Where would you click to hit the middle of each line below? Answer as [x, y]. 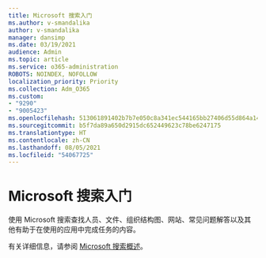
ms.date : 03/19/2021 [42, 45]
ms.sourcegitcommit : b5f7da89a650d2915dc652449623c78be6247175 [115, 125]
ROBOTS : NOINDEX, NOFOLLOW [53, 74]
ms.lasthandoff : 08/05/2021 [55, 148]
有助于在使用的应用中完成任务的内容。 [77, 230]
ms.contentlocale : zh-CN [49, 140]
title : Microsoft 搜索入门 [50, 15]
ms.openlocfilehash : [42, 118]
